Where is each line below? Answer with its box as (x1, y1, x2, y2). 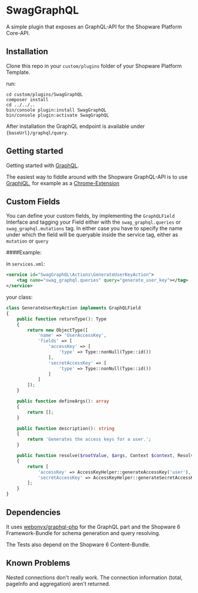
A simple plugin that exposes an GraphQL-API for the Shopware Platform (6, 23, 183, 30)
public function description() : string (16, 426, 115, 431)
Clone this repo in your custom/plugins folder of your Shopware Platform (6, 62, 182, 69)
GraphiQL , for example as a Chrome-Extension (6, 179, 120, 186)
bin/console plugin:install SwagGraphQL (6, 107, 107, 113)
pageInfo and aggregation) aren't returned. (6, 580, 111, 587)
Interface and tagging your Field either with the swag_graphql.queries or (6, 218, 181, 225)
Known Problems (6, 558, 71, 568)
